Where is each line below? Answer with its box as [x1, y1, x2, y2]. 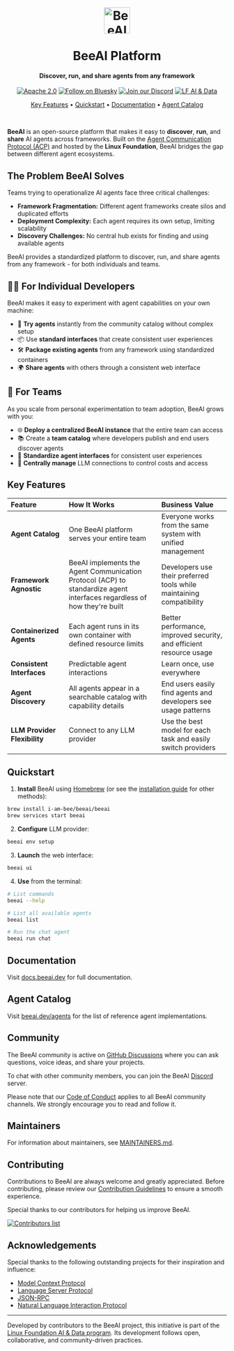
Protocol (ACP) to [68, 575, 127, 585]
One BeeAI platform [68, 524, 133, 534]
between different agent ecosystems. [7, 150, 115, 158]
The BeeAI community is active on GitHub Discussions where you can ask [7, 1050, 219, 1059]
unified [161, 537, 185, 547]
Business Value [161, 500, 214, 509]
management [161, 546, 205, 556]
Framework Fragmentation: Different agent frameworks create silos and [17, 202, 226, 211]
